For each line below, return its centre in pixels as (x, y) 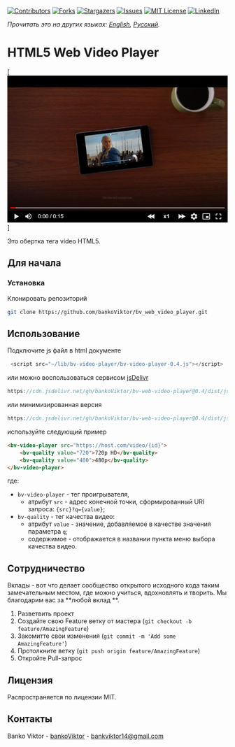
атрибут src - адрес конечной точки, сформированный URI (116, 502)
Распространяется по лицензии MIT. (62, 697)
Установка (26, 283)
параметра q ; (48, 532)
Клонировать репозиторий (47, 298)
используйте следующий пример (57, 432)
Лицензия (30, 680)
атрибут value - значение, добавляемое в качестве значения (119, 524)
